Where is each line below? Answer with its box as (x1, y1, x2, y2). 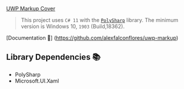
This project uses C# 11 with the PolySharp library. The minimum (20, 17, 179, 23)
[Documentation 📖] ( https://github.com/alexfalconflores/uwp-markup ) (6, 34, 179, 41)
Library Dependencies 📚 (6, 52, 101, 62)
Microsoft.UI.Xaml (14, 77, 59, 84)
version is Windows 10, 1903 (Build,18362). (20, 23, 125, 30)
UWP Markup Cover (6, 5, 56, 12)
